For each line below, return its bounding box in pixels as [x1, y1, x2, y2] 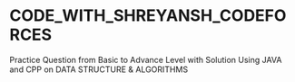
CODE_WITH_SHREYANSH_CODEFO [9, 5, 287, 26]
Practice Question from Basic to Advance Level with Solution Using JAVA [9, 54, 282, 65]
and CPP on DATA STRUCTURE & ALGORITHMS [9, 64, 189, 75]
